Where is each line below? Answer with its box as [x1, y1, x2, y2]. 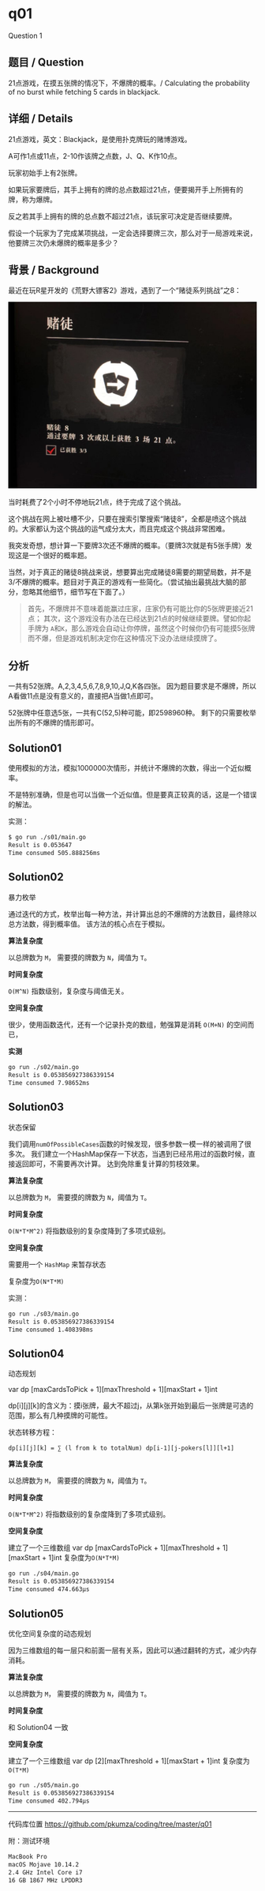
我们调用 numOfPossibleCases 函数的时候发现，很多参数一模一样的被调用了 [8, 1139, 244, 1149]
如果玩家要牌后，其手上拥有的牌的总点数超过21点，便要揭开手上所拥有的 [8, 185, 244, 194]
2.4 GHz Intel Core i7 [8, 1869, 83, 1877]
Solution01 [8, 741, 62, 755]
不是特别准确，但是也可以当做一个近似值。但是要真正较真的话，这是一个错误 [8, 790, 257, 799]
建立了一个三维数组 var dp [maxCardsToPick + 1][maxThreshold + [8, 1543, 221, 1552]
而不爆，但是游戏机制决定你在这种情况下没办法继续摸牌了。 [27, 633, 222, 643]
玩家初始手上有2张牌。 [8, 167, 82, 178]
